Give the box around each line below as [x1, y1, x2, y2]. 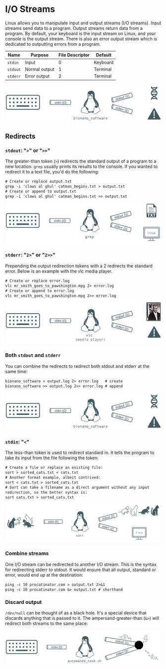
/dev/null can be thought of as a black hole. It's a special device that [5, 610, 147, 616]
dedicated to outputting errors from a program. [5, 41, 101, 47]
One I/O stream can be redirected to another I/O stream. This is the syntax [5, 561, 157, 567]
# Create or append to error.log [5, 288, 74, 293]
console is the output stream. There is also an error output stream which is [5, 36, 158, 42]
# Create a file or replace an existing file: [5, 465, 103, 470]
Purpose [30, 52, 49, 58]
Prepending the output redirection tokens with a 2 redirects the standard [5, 262, 153, 269]
